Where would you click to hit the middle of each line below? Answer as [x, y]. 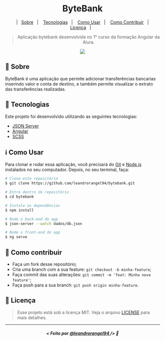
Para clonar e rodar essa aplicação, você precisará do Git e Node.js [73, 165]
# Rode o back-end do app [31, 219]
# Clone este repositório [31, 179]
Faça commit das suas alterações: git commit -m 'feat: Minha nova [81, 274]
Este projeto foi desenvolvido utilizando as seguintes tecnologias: [71, 116]
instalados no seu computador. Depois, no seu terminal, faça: [67, 170]
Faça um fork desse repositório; [44, 264]
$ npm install [20, 210]
